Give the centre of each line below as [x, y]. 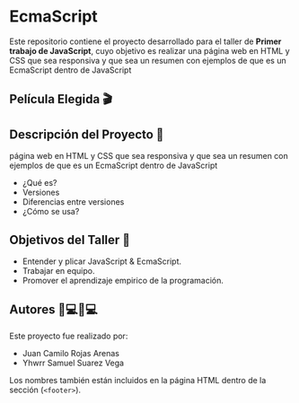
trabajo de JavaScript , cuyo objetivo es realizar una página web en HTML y [149, 50]
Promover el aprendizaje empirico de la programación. [123, 280]
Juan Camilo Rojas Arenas [70, 353]
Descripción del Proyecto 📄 [87, 134]
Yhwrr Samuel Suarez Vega [73, 363]
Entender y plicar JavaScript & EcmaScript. [102, 261]
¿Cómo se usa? [51, 212]
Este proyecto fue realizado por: [69, 336]
